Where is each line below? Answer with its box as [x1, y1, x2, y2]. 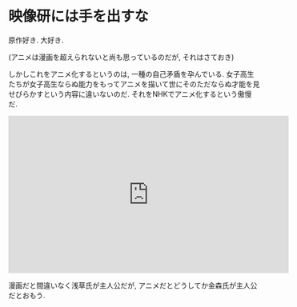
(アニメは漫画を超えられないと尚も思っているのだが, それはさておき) [8, 52, 235, 62]
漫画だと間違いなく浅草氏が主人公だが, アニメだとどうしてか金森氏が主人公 [8, 281, 258, 290]
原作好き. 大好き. [8, 35, 64, 45]
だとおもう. [8, 290, 46, 300]
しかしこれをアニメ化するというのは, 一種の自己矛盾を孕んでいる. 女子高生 [8, 69, 255, 78]
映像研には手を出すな [8, 7, 150, 26]
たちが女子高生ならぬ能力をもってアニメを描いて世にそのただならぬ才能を [8, 79, 254, 89]
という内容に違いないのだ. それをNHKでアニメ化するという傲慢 [42, 89, 252, 98]
